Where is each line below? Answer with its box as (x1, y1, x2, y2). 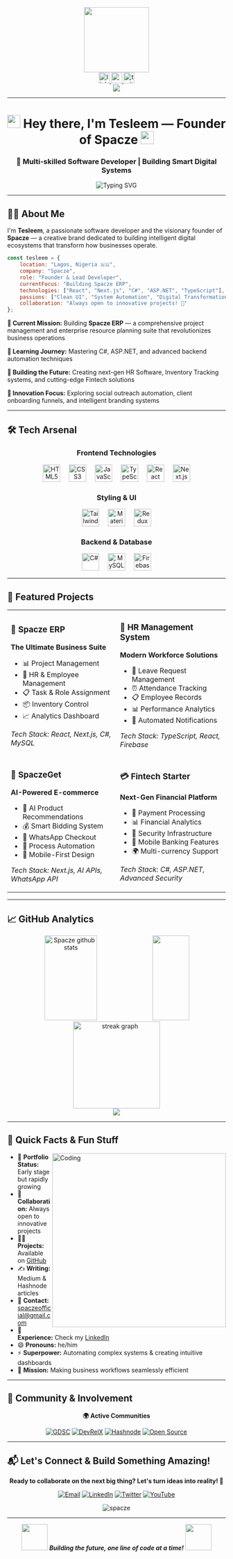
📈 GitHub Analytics (7, 913, 94, 925)
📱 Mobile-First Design (22, 850, 95, 860)
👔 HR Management (120, 622, 194, 633)
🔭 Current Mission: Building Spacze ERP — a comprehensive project (7, 319, 205, 328)
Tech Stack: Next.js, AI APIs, (10, 865, 103, 875)
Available (17, 1249, 44, 1257)
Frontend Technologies (76, 448, 157, 458)
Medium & (17, 1274, 47, 1282)
